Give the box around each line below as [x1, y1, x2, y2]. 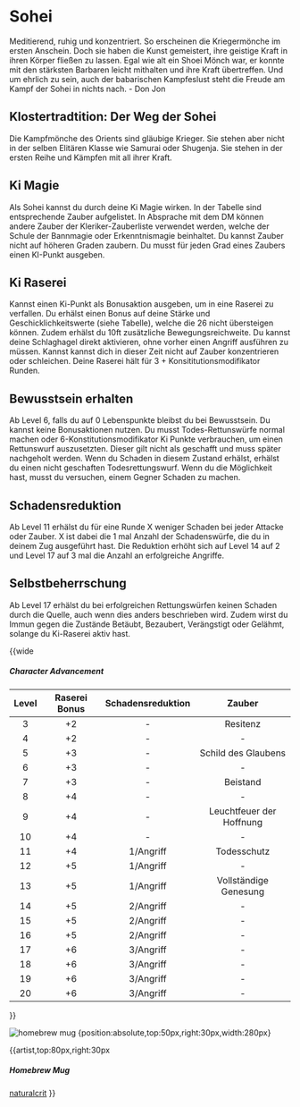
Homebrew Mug [9, 1065, 71, 1076]
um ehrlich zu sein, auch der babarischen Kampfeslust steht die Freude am [9, 73, 286, 84]
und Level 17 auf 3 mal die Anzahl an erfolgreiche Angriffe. [9, 550, 225, 561]
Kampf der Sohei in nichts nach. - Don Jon [9, 83, 166, 94]
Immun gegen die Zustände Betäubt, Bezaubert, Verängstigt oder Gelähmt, [9, 619, 285, 630]
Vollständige [216, 874, 270, 886]
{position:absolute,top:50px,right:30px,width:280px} [78, 1027, 271, 1038]
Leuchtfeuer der [208, 805, 277, 817]
